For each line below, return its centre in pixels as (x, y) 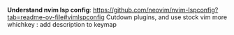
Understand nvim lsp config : (50, 10)
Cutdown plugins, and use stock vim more (167, 17)
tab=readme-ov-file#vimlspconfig (56, 17)
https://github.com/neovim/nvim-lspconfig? (156, 10)
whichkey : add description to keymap (62, 24)
